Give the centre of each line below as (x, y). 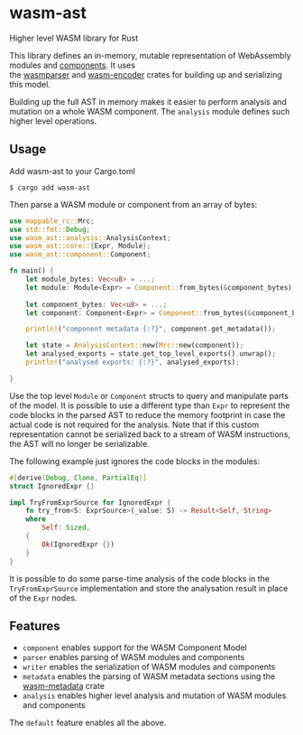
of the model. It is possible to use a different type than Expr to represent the (150, 405)
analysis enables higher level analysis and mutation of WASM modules (154, 696)
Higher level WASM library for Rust (74, 38)
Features (35, 626)
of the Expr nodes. (43, 598)
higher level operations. (53, 121)
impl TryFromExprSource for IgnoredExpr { (90, 502)
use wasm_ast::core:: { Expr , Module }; (80, 247)
